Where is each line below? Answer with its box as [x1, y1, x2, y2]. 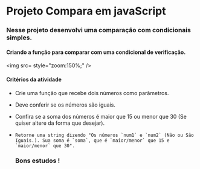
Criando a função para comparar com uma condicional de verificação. [6, 48, 186, 56]
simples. [6, 33, 32, 42]
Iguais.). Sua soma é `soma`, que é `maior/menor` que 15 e [15, 138, 170, 144]
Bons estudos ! [15, 156, 60, 165]
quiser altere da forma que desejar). [15, 119, 105, 127]
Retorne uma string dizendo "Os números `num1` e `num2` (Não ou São [15, 132, 195, 138]
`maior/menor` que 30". [15, 142, 76, 149]
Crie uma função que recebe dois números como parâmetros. [15, 89, 169, 96]
